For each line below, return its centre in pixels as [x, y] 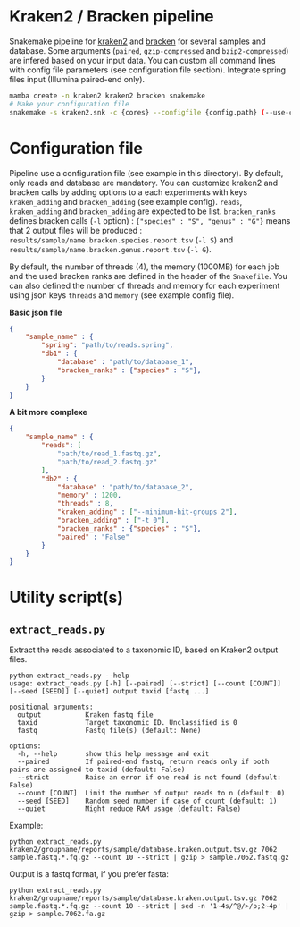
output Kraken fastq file [85, 715]
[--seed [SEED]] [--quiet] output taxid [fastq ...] [109, 692]
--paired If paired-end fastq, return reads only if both [143, 762]
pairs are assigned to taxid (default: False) [97, 770]
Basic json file [36, 312]
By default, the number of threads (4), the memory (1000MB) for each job [144, 267]
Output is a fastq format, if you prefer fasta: [89, 874]
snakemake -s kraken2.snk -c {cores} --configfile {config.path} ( [137, 112]
